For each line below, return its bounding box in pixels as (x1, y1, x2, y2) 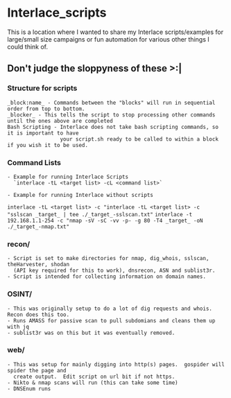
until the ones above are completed (7, 117, 113, 124)
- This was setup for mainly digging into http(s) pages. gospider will (7, 361, 225, 368)
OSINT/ (7, 289, 33, 299)
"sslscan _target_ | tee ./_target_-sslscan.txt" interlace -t (7, 211, 193, 218)
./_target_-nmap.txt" (7, 223, 70, 230)
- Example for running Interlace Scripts (7, 173, 129, 180)
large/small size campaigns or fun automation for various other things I (7, 35, 209, 43)
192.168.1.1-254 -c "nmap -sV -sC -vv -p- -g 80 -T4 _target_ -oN (7, 217, 203, 224)
